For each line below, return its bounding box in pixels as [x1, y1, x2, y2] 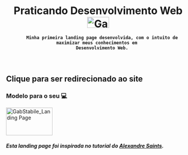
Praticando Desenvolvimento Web [13, 4, 183, 18]
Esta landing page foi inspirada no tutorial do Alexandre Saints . [6, 142, 164, 149]
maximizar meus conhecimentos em [56, 40, 138, 46]
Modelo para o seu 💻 [6, 92, 68, 100]
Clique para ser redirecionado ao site [6, 74, 143, 84]
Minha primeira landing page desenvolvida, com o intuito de [26, 35, 178, 40]
